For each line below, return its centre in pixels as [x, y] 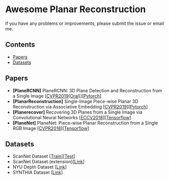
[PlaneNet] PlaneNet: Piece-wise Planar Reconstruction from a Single [85, 123]
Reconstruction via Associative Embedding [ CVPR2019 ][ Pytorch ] [80, 106]
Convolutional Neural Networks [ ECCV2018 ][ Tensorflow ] [72, 117]
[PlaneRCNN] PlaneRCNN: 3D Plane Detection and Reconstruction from [88, 90]
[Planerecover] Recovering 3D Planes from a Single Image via [77, 112]
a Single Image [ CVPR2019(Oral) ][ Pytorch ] [57, 96]
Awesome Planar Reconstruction [76, 9]
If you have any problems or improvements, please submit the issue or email [85, 23]
